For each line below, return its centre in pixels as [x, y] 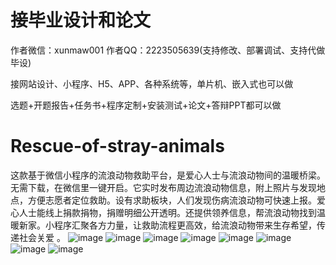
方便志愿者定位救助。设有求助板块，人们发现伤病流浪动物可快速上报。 [172, 200]
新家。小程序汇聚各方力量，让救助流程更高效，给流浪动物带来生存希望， [167, 225]
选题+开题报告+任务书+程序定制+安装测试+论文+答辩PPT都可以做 [146, 105]
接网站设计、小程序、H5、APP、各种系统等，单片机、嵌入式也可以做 [152, 83]
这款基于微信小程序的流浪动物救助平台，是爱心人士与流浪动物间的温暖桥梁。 [168, 175]
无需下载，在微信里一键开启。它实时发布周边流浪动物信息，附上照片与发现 [163, 187]
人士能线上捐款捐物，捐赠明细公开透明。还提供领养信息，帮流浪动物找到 [167, 212]
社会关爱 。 [42, 237]
